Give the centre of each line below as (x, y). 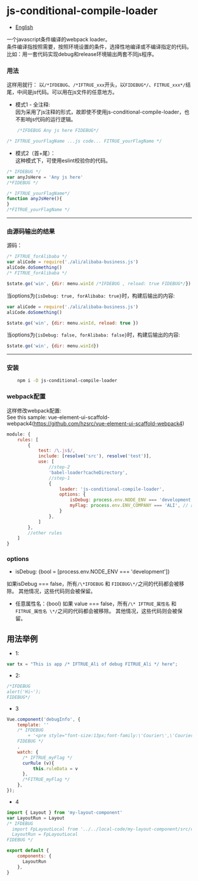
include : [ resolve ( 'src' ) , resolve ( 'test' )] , (95, 456)
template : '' (33, 725)
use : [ (46, 462)
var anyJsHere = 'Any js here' (45, 177)
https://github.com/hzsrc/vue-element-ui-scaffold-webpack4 (108, 423)
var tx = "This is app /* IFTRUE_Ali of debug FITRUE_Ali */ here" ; (92, 664)
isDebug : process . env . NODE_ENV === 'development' (132, 500)
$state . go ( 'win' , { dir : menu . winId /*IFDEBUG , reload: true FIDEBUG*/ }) (99, 283)
